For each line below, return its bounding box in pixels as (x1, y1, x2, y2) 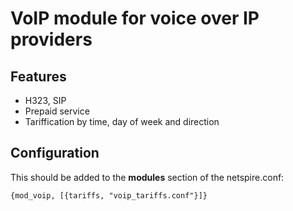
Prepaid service (24, 105, 90, 117)
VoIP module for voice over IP (10, 7, 260, 30)
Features (10, 68, 67, 85)
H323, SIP (24, 95, 67, 106)
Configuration (10, 145, 100, 162)
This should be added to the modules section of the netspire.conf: (10, 171, 285, 183)
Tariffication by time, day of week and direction (24, 116, 220, 127)
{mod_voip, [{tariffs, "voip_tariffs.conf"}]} (10, 190, 208, 201)
